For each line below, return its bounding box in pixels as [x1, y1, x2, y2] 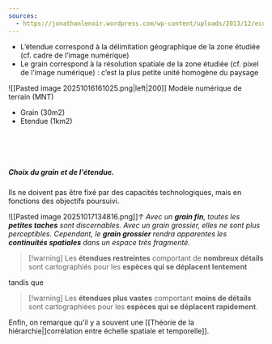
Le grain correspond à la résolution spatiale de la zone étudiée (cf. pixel [19, 58, 259, 69]
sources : [8, 11, 38, 20]
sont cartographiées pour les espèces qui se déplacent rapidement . [28, 302, 258, 312]
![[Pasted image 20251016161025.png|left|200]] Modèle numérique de [8, 83, 242, 93]
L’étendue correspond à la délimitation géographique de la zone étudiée [19, 41, 261, 51]
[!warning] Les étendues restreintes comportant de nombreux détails [28, 253, 264, 263]
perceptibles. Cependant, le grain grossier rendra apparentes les [8, 229, 227, 239]
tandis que [8, 278, 45, 287]
